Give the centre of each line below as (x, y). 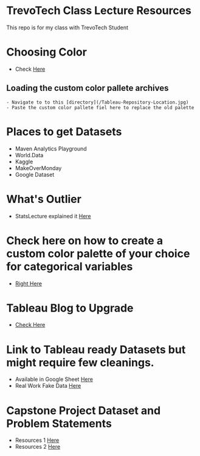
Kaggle (24, 162)
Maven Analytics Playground (51, 148)
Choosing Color (47, 52)
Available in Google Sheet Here (54, 379)
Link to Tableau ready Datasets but (96, 350)
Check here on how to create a (84, 240)
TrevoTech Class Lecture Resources (99, 11)
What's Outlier (44, 199)
